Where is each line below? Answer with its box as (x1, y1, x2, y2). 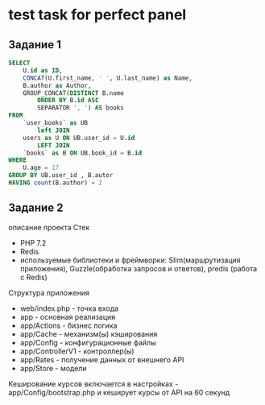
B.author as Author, (23, 81, 92, 89)
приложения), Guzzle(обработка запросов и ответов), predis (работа (19, 263, 258, 273)
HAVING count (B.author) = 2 (8, 179, 103, 187)
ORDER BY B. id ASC (37, 97, 99, 105)
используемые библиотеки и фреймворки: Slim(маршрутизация (19, 255, 241, 265)
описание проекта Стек (8, 222, 90, 232)
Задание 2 (8, 201, 64, 215)
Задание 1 (8, 38, 62, 52)
